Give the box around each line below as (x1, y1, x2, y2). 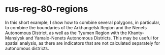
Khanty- (128, 30, 144, 36)
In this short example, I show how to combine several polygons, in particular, (5, 19, 161, 25)
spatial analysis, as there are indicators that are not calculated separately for (5, 40, 160, 46)
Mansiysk (5, 35, 25, 41)
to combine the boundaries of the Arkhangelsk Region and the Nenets (5, 24, 147, 30)
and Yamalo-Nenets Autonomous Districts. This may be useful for (25, 35, 159, 41)
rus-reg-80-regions (5, 3, 88, 15)
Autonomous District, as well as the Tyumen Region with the (5, 30, 127, 36)
